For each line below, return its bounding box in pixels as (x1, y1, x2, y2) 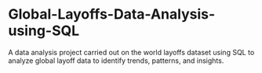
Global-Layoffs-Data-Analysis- (8, 5, 216, 23)
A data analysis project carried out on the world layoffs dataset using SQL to (8, 47, 255, 57)
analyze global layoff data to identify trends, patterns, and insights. (8, 56, 224, 65)
